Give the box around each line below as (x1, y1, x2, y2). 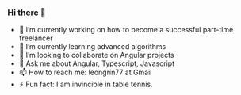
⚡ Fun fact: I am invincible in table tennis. (18, 79, 153, 89)
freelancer (18, 33, 53, 43)
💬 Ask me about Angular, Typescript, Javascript (18, 59, 175, 68)
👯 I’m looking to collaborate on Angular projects (18, 51, 174, 60)
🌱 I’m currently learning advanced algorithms (18, 42, 166, 51)
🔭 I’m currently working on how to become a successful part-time (18, 25, 234, 35)
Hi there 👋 (7, 7, 47, 18)
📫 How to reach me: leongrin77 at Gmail (18, 67, 152, 78)
